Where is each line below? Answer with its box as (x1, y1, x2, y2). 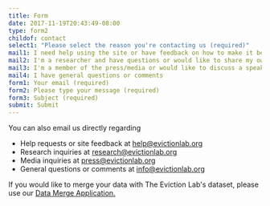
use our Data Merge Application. (8, 188, 116, 198)
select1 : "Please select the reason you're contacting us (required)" (8, 42, 250, 50)
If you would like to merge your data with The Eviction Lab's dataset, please (8, 180, 260, 189)
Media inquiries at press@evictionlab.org (19, 156, 156, 165)
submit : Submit (8, 101, 59, 109)
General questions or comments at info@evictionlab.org (19, 164, 205, 174)
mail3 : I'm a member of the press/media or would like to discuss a (8, 64, 243, 72)
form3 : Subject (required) (8, 94, 99, 102)
